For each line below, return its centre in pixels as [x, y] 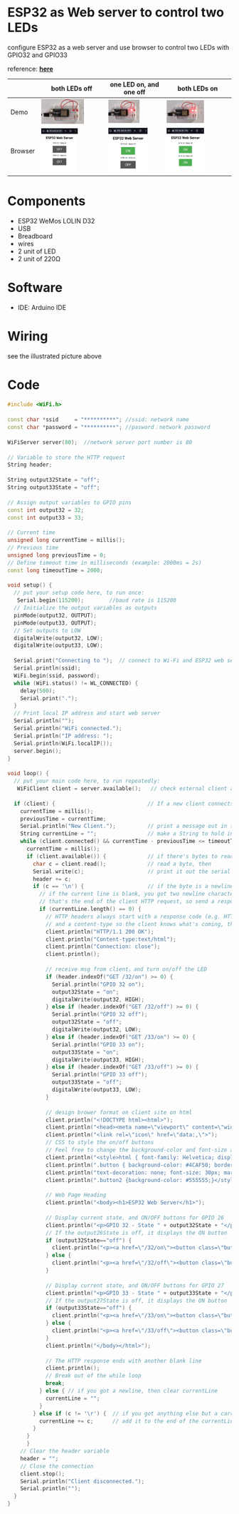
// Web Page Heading [76, 1195]
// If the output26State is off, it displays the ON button [136, 1233]
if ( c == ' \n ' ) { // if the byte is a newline [133, 887]
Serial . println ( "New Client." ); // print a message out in [124, 826]
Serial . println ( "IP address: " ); [63, 736]
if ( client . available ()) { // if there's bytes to [122, 856]
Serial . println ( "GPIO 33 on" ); [98, 1044]
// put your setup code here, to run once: [79, 593]
